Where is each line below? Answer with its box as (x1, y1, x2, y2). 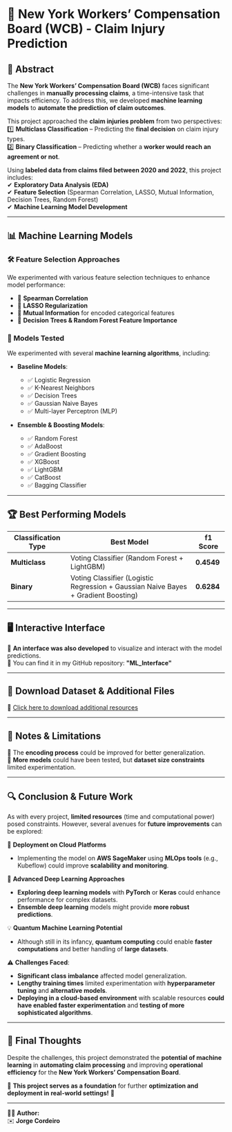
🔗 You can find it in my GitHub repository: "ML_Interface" (7, 658, 173, 667)
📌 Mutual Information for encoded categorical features (17, 308, 175, 317)
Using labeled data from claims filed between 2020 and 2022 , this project (7, 166, 222, 174)
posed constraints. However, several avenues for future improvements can (7, 820, 222, 828)
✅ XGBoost (27, 457, 60, 466)
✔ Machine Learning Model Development (7, 203, 128, 210)
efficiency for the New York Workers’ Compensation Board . (7, 1068, 181, 1076)
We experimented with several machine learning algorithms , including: (7, 349, 211, 357)
